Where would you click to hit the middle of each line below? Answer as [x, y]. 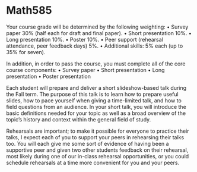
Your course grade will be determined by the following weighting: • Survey [97, 27]
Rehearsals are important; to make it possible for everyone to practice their [98, 131]
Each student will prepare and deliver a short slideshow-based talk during [96, 87]
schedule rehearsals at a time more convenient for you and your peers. [93, 162]
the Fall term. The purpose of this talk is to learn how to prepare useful [93, 94]
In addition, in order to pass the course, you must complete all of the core [96, 64]
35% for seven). [26, 52]
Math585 [29, 10]
